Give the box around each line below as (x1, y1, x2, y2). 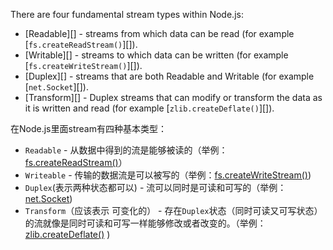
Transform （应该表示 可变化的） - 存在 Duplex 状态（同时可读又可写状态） (24, 205, 323, 216)
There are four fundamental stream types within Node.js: (10, 9, 244, 20)
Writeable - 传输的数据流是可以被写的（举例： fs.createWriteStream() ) (24, 169, 312, 181)
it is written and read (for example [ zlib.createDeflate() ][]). (24, 102, 275, 114)
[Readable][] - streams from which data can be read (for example (24, 28, 295, 39)
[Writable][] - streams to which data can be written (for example (24, 49, 289, 61)
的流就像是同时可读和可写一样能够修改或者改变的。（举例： (24, 217, 267, 229)
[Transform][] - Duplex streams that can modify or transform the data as (24, 92, 323, 103)
